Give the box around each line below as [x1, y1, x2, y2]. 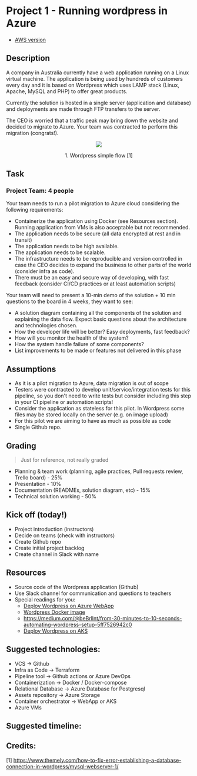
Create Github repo [14, 538, 62, 545]
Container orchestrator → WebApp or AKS [14, 698, 117, 705]
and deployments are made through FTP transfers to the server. [6, 105, 161, 113]
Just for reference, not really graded [20, 456, 109, 463]
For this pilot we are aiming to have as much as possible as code [14, 417, 172, 425]
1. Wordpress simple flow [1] [64, 152, 133, 159]
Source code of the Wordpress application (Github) [14, 583, 139, 590]
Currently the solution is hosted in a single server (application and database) [6, 99, 191, 106]
